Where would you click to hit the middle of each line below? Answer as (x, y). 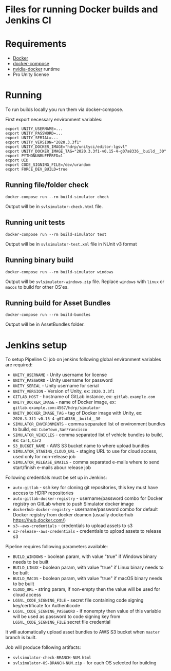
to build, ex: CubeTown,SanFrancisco (50, 430)
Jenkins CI (28, 20)
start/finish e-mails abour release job (52, 468)
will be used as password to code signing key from (66, 617)
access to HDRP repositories (43, 493)
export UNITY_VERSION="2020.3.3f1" (43, 142)
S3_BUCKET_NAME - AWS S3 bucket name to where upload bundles (81, 446)
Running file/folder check (47, 185)
